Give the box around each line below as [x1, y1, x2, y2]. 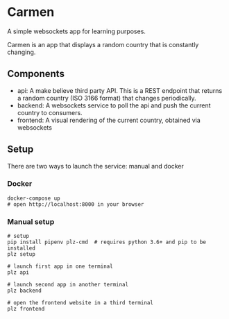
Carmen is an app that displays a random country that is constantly [7, 40, 199, 49]
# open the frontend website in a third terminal [7, 300, 154, 307]
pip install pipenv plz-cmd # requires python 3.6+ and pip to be [7, 239, 207, 246]
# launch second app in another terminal [7, 282, 129, 288]
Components [7, 68, 65, 80]
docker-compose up [7, 195, 60, 202]
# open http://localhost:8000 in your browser [7, 200, 144, 208]
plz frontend [7, 306, 45, 313]
